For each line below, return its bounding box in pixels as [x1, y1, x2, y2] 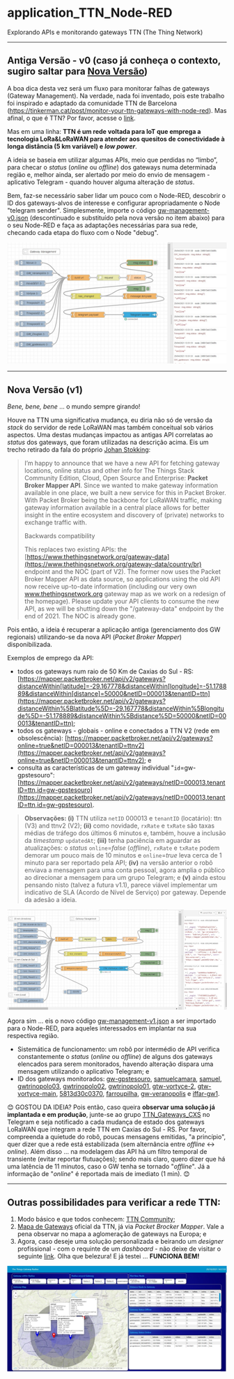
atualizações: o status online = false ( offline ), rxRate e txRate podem [24, 844, 220, 852]
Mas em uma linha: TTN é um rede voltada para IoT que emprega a [7, 127, 201, 135]
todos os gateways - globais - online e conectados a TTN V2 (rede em [17, 726, 220, 735]
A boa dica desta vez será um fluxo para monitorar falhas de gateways [7, 84, 210, 92]
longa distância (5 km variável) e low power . [7, 142, 137, 151]
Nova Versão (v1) [7, 383, 84, 395]
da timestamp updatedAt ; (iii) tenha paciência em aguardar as [24, 837, 201, 845]
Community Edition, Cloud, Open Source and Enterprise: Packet [24, 474, 208, 482]
